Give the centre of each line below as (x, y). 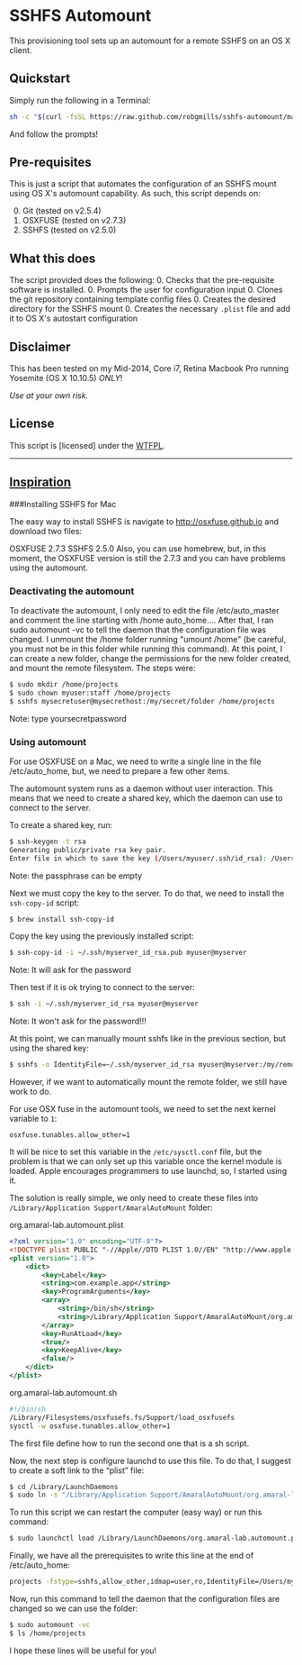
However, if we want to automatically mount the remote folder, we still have (148, 1082)
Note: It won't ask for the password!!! (78, 1021)
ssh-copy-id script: (44, 903)
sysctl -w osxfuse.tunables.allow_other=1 (90, 1426)
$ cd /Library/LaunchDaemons (64, 1487)
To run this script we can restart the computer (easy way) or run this (136, 1512)
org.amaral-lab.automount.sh (63, 1392)
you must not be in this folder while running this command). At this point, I (146, 649)
